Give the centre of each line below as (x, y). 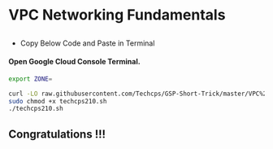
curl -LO (23, 94)
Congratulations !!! (57, 134)
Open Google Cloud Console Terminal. (74, 62)
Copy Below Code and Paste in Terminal (87, 43)
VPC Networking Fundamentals (117, 15)
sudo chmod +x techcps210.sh (58, 101)
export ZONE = (30, 79)
